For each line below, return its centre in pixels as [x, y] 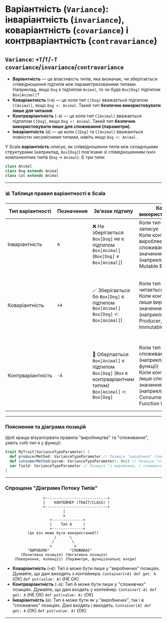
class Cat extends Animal [32, 176]
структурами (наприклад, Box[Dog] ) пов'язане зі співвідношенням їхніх [81, 152]
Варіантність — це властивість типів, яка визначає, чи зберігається [85, 79]
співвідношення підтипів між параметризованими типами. [75, 84]
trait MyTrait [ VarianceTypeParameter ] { [48, 452]
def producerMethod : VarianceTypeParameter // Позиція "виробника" [81, 457]
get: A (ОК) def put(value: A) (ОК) [49, 611]
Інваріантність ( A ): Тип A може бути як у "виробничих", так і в [78, 600]
